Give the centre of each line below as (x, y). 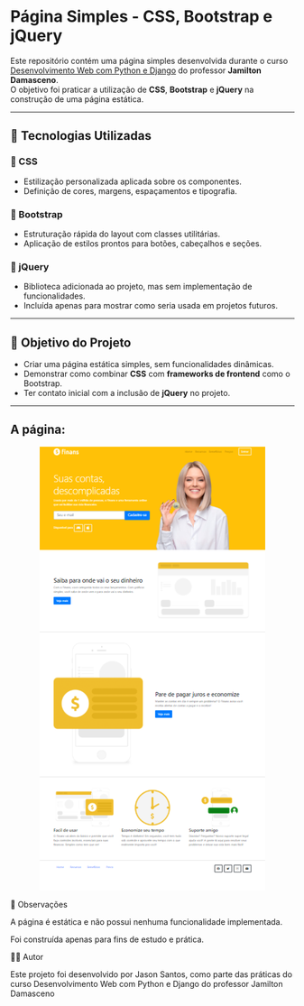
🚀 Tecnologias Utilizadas (81, 136)
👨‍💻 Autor (27, 956)
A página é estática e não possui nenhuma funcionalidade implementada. (147, 921)
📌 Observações (39, 904)
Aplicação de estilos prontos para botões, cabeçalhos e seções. (143, 243)
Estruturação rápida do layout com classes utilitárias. (121, 234)
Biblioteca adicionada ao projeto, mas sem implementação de (138, 287)
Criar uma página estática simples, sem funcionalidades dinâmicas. (148, 365)
